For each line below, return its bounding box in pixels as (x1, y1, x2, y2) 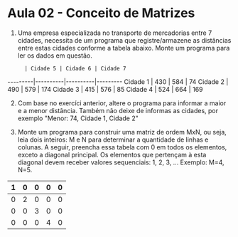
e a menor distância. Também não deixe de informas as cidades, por (17, 106, 219, 115)
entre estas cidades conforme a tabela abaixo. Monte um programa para (17, 43, 230, 52)
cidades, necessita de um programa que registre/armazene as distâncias (17, 36, 232, 44)
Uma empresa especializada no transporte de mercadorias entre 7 (17, 28, 212, 37)
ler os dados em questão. (17, 51, 92, 60)
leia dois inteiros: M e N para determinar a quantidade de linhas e (17, 135, 209, 144)
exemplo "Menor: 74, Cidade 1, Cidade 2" (17, 114, 139, 122)
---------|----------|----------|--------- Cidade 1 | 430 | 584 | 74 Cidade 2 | (7, 77, 229, 86)
